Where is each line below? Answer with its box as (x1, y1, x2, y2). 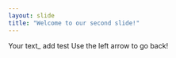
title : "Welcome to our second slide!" (8, 19, 140, 27)
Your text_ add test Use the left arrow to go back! (8, 41, 169, 50)
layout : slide (8, 11, 55, 20)
